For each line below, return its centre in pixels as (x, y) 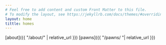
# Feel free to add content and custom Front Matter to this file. (76, 10)
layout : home (19, 19)
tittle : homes (20, 23)
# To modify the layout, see (35, 14)
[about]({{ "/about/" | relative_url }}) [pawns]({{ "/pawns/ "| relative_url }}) (80, 38)
